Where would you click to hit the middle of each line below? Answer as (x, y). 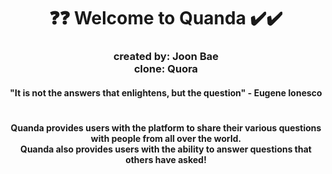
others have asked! (166, 159)
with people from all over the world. (166, 138)
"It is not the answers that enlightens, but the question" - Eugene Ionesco (166, 92)
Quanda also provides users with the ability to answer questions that (166, 149)
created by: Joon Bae (165, 57)
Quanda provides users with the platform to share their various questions (166, 127)
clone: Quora (166, 69)
